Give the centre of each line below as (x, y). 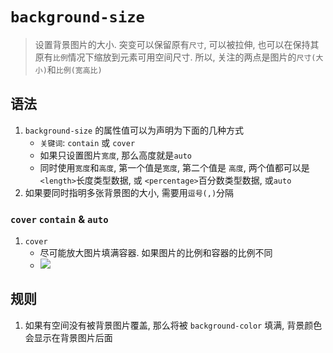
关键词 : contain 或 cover (87, 142)
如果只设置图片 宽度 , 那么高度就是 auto (116, 155)
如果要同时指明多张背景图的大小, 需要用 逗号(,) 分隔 (129, 192)
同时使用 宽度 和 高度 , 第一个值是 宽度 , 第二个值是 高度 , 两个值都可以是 (174, 167)
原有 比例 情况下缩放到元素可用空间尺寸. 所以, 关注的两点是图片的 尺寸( (175, 57)
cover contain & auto (59, 219)
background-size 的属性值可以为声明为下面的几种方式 (134, 130)
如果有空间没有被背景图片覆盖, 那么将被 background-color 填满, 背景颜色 (173, 325)
